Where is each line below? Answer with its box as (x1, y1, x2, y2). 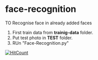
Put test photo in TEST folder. (12, 35, 73, 41)
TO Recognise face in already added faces (5, 20, 92, 26)
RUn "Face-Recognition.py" (12, 40, 69, 46)
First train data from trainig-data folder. (12, 29, 94, 35)
